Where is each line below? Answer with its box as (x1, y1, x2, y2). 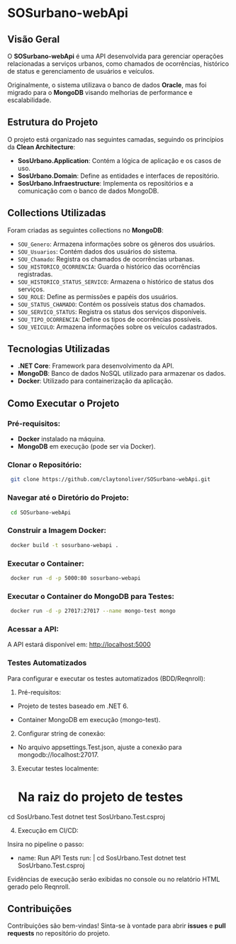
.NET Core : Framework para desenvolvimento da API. (17, 361, 174, 370)
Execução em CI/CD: (17, 826, 79, 834)
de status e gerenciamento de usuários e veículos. (7, 67, 154, 75)
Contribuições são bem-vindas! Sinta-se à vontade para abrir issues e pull (7, 921, 226, 930)
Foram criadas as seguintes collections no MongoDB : (7, 225, 164, 235)
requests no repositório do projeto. (7, 929, 111, 938)
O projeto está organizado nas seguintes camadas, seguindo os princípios (7, 135, 224, 143)
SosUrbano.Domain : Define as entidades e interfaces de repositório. (17, 172, 220, 180)
